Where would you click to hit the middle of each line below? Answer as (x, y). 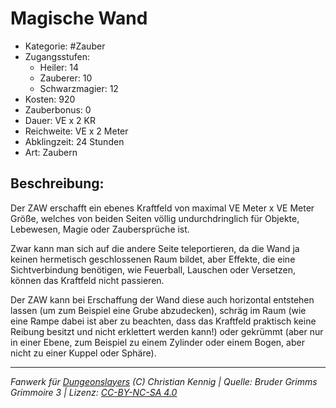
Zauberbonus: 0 (58, 109)
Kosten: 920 (50, 99)
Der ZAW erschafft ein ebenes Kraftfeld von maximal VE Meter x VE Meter (162, 208)
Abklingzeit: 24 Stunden (74, 141)
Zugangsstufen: (57, 56)
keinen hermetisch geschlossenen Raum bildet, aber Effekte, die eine (153, 259)
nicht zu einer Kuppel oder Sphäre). (83, 353)
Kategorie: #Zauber (65, 46)
